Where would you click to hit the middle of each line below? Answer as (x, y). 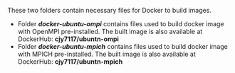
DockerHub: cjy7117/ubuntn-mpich (70, 62)
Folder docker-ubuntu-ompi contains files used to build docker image (121, 24)
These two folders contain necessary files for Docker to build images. (110, 10)
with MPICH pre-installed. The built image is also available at (106, 54)
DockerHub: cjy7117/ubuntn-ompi (68, 39)
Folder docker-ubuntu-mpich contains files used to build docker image (122, 46)
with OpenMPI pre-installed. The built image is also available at (110, 32)
